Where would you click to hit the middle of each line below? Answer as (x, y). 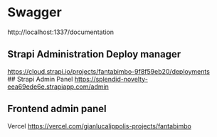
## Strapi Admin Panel (40, 79)
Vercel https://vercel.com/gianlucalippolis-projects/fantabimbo (100, 126)
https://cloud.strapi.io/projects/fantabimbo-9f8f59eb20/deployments (108, 71)
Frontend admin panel (57, 109)
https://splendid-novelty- (111, 79)
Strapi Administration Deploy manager (94, 54)
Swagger (35, 12)
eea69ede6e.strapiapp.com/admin (58, 87)
